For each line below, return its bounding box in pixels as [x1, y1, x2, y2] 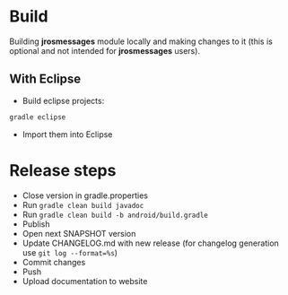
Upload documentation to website [22, 275, 148, 286]
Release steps [9, 160, 117, 180]
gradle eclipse [9, 112, 66, 122]
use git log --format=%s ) [22, 247, 118, 257]
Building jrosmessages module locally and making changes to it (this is [9, 36, 274, 47]
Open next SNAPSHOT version [22, 228, 136, 239]
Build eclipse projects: [22, 95, 105, 106]
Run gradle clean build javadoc [22, 199, 144, 210]
